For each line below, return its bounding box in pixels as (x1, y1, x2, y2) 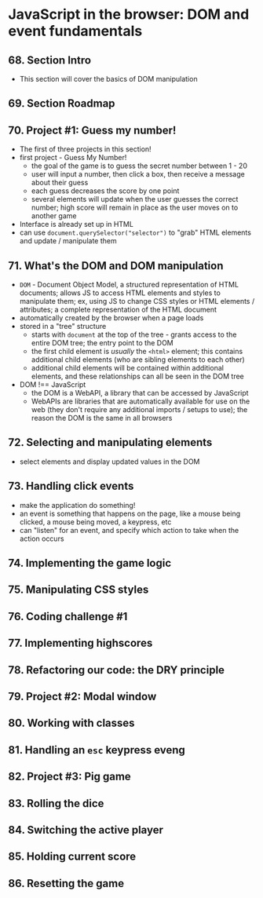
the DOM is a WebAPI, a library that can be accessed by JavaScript (31, 389, 249, 398)
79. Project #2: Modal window (8, 689, 157, 703)
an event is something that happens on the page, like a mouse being (19, 509, 241, 518)
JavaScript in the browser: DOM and (8, 5, 250, 24)
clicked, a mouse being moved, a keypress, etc (19, 517, 172, 527)
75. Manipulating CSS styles (8, 583, 149, 597)
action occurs (19, 534, 64, 543)
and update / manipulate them (19, 236, 117, 246)
